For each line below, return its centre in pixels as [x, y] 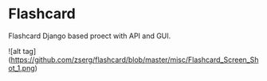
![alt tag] [22, 51]
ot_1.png [22, 67]
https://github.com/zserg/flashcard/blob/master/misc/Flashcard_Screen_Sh [135, 60]
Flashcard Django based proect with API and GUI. [90, 36]
